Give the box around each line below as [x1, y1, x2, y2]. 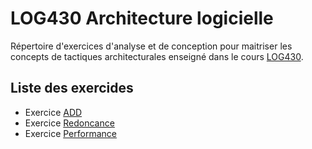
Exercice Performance [24, 127, 117, 139]
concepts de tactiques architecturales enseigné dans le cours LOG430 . [10, 50, 304, 62]
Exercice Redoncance [24, 117, 115, 129]
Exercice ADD [24, 106, 83, 118]
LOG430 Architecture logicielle [10, 7, 274, 30]
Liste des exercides [10, 80, 134, 97]
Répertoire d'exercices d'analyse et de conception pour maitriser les [10, 40, 293, 52]
